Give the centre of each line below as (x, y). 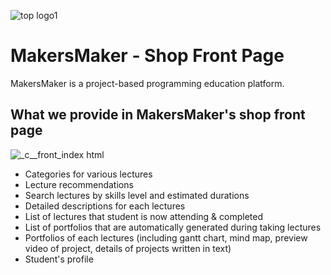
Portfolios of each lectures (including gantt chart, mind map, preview (166, 237)
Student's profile (59, 259)
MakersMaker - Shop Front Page (147, 56)
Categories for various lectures (88, 174)
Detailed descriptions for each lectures (105, 206)
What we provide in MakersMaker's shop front (158, 115)
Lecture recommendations (79, 184)
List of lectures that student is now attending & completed (143, 216)
